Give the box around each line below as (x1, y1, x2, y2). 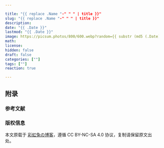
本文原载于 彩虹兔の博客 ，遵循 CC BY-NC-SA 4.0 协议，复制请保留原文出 (5, 131, 152, 137)
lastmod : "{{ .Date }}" (5, 30, 54, 35)
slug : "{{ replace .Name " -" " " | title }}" (5, 16, 99, 21)
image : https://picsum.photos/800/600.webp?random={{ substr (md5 (5, 34, 143, 39)
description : (5, 21, 32, 25)
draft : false (5, 52, 32, 57)
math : (5, 39, 16, 44)
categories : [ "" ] (5, 57, 41, 62)
